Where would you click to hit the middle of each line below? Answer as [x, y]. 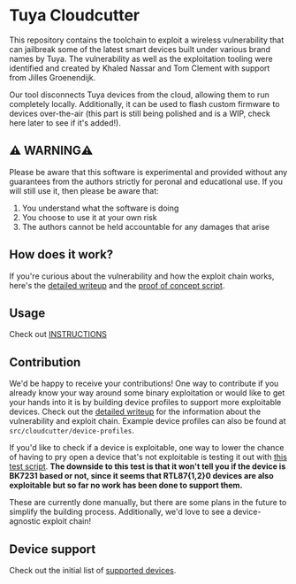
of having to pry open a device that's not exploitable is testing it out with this [148, 457]
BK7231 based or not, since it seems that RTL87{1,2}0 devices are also [141, 476]
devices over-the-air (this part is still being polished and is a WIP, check [140, 113]
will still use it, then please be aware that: [84, 190]
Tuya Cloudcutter [75, 15]
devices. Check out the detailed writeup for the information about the [135, 411]
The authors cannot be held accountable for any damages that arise [146, 227]
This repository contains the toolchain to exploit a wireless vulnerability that [147, 40]
